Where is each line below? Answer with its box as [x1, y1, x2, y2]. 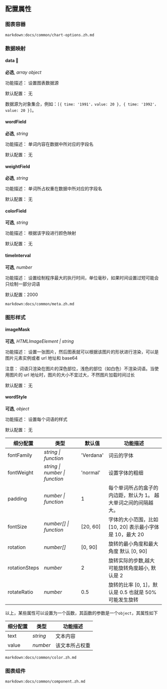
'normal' [81, 469, 101, 476]
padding [7, 495, 27, 502]
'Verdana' [81, 452, 104, 459]
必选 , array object [5, 69, 42, 75]
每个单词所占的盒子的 [108, 484, 159, 491]
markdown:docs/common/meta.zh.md [5, 301, 75, 306]
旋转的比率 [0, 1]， [108, 581, 153, 588]
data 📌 [5, 58, 19, 64]
